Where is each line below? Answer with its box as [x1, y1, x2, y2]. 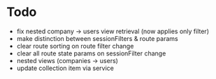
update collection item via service [16, 64, 115, 72]
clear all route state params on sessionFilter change [16, 49, 166, 58]
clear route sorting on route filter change [16, 42, 134, 50]
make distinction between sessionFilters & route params [16, 34, 179, 42]
